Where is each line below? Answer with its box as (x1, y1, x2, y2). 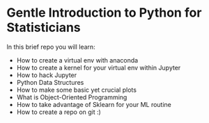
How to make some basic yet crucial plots (16, 85, 137, 94)
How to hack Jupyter (16, 71, 77, 79)
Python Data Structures (16, 78, 84, 86)
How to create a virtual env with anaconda (16, 56, 139, 64)
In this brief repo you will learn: (6, 42, 95, 51)
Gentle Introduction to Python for (6, 5, 202, 21)
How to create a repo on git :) (16, 108, 102, 116)
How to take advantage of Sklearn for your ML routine (16, 100, 172, 108)
